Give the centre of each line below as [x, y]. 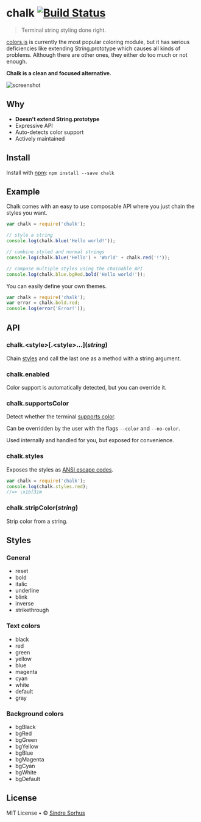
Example [23, 192]
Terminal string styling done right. [64, 30]
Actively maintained [40, 138]
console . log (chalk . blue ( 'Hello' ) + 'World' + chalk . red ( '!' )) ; [88, 257]
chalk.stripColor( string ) [42, 508]
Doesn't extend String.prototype [57, 119]
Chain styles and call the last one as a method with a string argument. [94, 358]
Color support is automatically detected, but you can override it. [86, 388]
